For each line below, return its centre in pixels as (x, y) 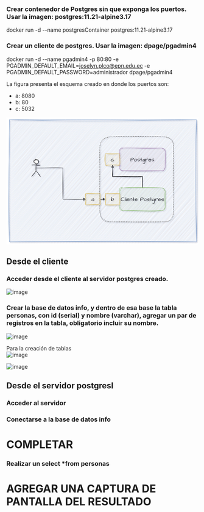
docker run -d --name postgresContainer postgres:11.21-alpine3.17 (90, 30)
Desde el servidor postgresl (60, 386)
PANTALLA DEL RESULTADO (79, 502)
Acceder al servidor (36, 403)
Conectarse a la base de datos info (59, 419)
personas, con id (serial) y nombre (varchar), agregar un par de (101, 316)
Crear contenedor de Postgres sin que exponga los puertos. (97, 9)
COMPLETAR (40, 444)
